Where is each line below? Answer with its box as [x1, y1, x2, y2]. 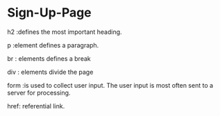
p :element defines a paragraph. [7, 41, 99, 49]
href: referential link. [7, 101, 65, 110]
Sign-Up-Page [7, 5, 92, 21]
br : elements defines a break [7, 54, 92, 63]
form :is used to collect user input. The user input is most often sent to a [7, 81, 214, 89]
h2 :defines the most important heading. [7, 28, 123, 36]
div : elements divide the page [7, 68, 94, 76]
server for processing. [7, 88, 71, 97]
